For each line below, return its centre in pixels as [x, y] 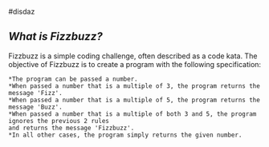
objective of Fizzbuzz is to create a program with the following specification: [135, 64]
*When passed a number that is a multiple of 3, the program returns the [134, 86]
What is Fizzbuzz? [55, 36]
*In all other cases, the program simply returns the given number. [125, 135]
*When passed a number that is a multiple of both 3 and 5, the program [132, 114]
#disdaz [22, 12]
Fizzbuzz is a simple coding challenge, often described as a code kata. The [133, 56]
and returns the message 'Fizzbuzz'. [71, 128]
